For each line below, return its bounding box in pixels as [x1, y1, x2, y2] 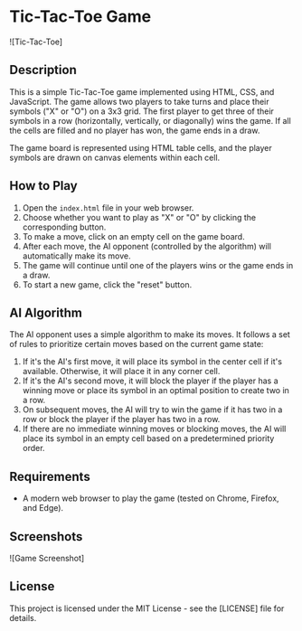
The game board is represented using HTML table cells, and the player [9, 142, 273, 153]
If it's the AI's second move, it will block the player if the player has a [22, 375, 278, 386]
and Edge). [22, 503, 64, 513]
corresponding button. [22, 221, 107, 232]
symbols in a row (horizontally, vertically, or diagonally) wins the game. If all [9, 115, 291, 126]
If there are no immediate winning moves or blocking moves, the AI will [22, 423, 287, 435]
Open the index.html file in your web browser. [22, 202, 194, 213]
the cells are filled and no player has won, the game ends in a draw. [9, 125, 260, 136]
